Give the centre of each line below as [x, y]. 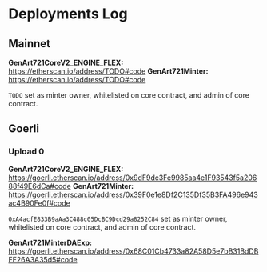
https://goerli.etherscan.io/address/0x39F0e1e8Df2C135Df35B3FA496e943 [133, 194]
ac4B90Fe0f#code [39, 203]
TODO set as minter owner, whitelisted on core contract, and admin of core [129, 95]
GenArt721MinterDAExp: [50, 242]
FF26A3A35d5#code [43, 259]
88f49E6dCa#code [40, 186]
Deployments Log [68, 14]
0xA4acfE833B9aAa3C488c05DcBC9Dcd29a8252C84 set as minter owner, [118, 218]
